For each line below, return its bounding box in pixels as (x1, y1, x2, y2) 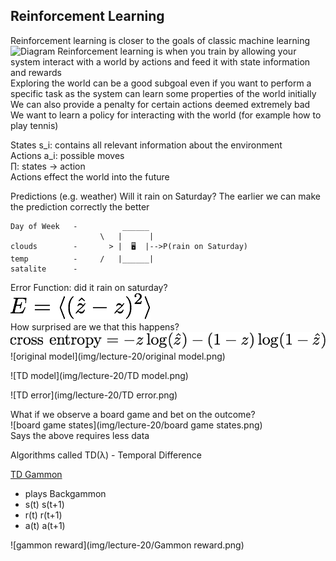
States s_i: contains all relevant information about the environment (10, 139, 283, 151)
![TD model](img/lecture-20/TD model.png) (10, 369, 189, 381)
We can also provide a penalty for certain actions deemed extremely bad (10, 98, 311, 110)
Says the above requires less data (10, 429, 150, 441)
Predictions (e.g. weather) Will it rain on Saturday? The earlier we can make (10, 190, 321, 202)
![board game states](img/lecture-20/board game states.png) (10, 419, 263, 431)
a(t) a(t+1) (24, 519, 66, 531)
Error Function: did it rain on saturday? (10, 281, 168, 293)
